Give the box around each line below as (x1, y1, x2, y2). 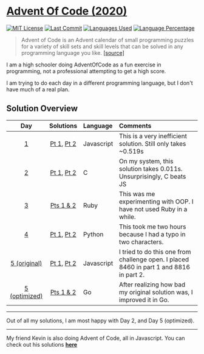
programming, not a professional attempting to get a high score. (6, 67, 166, 74)
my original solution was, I (118, 288, 193, 296)
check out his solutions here (6, 341, 78, 348)
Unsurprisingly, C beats (118, 172, 186, 180)
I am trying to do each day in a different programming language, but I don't (6, 79, 193, 87)
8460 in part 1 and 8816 (118, 263, 190, 271)
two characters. (118, 238, 164, 246)
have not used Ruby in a (118, 205, 188, 213)
